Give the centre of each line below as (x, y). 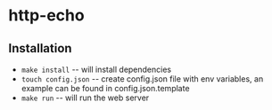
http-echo (47, 16)
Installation (40, 48)
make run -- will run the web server (85, 98)
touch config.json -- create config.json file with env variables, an (142, 79)
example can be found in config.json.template (105, 88)
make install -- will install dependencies (96, 69)
